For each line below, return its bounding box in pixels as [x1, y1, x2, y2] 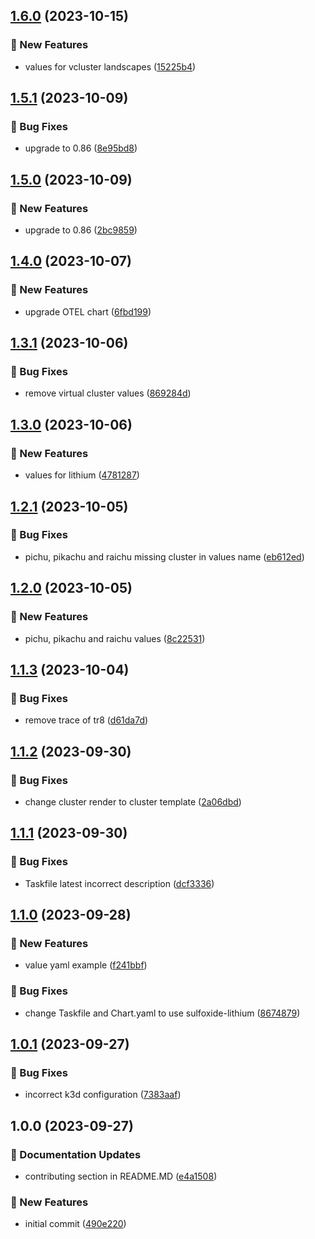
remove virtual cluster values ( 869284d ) [24, 387, 192, 399]
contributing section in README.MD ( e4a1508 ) [24, 1170, 218, 1182]
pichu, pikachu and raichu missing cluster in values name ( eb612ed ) [24, 550, 305, 563]
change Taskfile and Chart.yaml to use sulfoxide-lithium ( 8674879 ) [24, 1007, 301, 1019]
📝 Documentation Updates [10, 1147, 142, 1161]
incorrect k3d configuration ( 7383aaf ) [24, 1089, 182, 1101]
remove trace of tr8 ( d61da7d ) [24, 714, 149, 726]
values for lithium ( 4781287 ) [24, 469, 140, 481]
